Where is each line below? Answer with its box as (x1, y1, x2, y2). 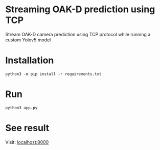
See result (5, 122, 50, 134)
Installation (5, 55, 54, 66)
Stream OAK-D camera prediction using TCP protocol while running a (5, 31, 151, 37)
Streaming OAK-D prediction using (5, 4, 155, 15)
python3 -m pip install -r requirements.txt (5, 71, 102, 77)
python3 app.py (5, 105, 38, 110)
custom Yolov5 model (5, 37, 51, 43)
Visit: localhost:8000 (5, 139, 49, 145)
